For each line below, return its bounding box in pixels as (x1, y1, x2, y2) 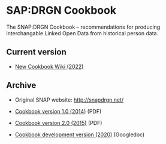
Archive (6, 80, 37, 90)
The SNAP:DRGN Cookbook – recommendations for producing (6, 23, 161, 30)
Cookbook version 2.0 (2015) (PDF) (14, 119, 102, 126)
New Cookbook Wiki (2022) (14, 63, 84, 70)
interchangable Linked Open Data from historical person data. (6, 29, 159, 36)
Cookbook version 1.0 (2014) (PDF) (14, 108, 102, 115)
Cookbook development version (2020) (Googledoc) (14, 131, 145, 138)
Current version (6, 47, 67, 57)
